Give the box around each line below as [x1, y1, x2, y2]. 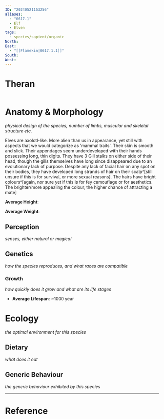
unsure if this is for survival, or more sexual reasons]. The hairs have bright [5, 174, 156, 180]
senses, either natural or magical [5, 236, 72, 242]
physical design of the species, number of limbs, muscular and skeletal [5, 123, 149, 129]
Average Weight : [5, 209, 40, 215]
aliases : [5, 12, 23, 17]
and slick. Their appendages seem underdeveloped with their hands [5, 148, 142, 154]
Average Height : [5, 199, 39, 205]
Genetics [5, 250, 33, 258]
